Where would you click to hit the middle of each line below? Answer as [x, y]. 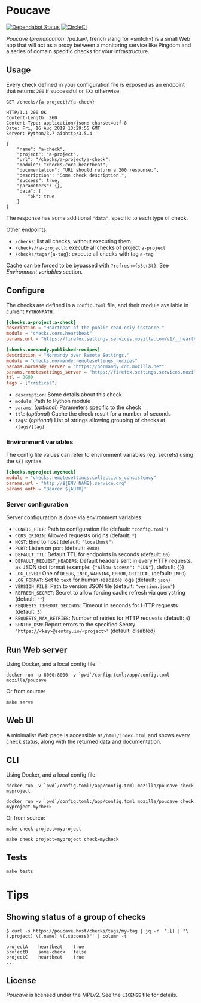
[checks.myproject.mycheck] [41, 472]
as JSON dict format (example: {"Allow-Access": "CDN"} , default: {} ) [99, 567]
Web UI [20, 721]
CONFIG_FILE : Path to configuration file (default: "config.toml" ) [92, 529]
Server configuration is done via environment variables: [74, 517]
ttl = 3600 [20, 378]
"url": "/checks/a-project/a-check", [64, 159]
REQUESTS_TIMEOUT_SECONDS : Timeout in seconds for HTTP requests [96, 605]
